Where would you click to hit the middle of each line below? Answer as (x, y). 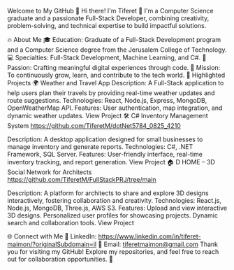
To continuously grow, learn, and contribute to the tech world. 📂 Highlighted (116, 75)
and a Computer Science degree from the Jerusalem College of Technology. (117, 50)
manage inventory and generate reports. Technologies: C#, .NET (100, 147)
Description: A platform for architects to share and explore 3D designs (108, 193)
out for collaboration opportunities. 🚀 (60, 259)
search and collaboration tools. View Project (71, 223)
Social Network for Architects (50, 172)
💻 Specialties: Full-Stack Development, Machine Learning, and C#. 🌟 (107, 57)
